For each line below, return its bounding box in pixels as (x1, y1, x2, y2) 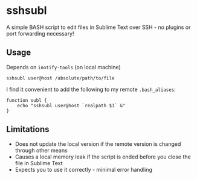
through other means (15, 146, 68, 154)
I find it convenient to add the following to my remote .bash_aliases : (6, 86, 176, 93)
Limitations (6, 124, 50, 134)
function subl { (6, 97, 47, 103)
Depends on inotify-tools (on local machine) (6, 63, 121, 71)
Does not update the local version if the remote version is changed (15, 140, 181, 148)
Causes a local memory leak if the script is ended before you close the (15, 153, 192, 160)
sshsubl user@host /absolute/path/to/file (6, 75, 115, 81)
